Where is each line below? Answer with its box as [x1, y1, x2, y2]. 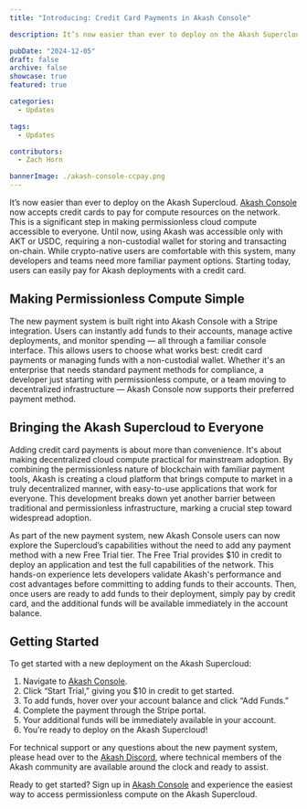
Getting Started [9, 634, 100, 650]
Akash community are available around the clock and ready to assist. [9, 761, 270, 772]
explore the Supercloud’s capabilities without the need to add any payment [9, 539, 291, 550]
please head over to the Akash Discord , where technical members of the [9, 751, 282, 763]
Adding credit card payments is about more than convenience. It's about [9, 444, 282, 455]
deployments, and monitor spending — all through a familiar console [9, 335, 267, 346]
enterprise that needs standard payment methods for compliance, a [9, 364, 264, 375]
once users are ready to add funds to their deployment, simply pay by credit [9, 588, 296, 599]
